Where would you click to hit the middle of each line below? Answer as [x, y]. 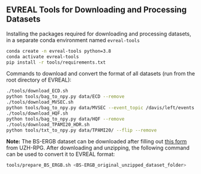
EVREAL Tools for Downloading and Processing [97, 10]
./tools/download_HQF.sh [37, 113]
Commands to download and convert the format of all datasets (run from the [100, 74]
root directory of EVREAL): [39, 80]
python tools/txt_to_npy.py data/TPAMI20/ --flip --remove [82, 130]
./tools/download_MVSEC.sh [40, 102]
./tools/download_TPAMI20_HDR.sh [48, 124]
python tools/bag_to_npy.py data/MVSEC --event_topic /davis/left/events [100, 108]
